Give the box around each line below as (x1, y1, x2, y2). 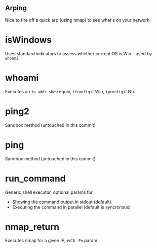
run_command (5, 173, 66, 184)
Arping (5, 4, 27, 12)
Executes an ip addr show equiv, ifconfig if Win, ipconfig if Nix (5, 88, 135, 94)
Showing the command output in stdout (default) (12, 199, 112, 205)
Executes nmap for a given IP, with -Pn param (5, 238, 98, 244)
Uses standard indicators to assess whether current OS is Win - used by (5, 50, 152, 56)
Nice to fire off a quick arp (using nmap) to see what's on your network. (5, 17, 151, 23)
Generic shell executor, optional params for (5, 189, 93, 195)
